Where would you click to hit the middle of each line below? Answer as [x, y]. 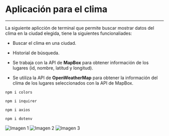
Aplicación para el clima [56, 9]
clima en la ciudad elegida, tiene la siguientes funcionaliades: [69, 33]
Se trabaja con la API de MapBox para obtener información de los [80, 62]
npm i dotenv [19, 119]
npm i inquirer [21, 101]
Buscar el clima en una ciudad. [44, 43]
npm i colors [19, 92]
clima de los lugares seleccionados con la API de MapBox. [73, 83]
